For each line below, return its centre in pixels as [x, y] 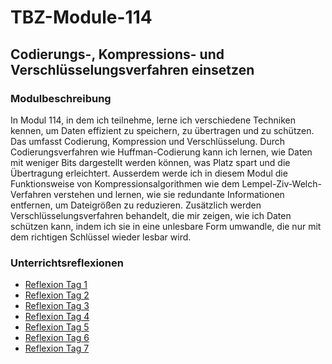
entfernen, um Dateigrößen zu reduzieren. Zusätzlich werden [136, 205]
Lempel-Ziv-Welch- [281, 183]
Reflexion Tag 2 [57, 295]
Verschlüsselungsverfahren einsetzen [132, 69]
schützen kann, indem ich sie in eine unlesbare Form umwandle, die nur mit [166, 226]
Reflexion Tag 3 [57, 306]
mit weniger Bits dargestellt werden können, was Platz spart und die [150, 162]
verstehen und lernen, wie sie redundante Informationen [169, 194]
